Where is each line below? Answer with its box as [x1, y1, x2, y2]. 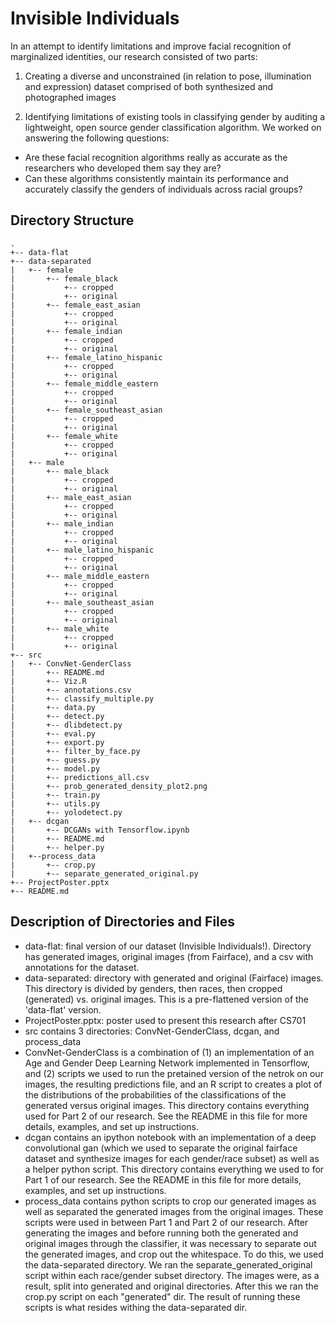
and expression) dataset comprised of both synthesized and [24, 80, 274, 92]
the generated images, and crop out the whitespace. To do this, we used [24, 1248, 324, 1260]
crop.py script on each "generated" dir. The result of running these [24, 1290, 301, 1302]
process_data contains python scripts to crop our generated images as [24, 1195, 317, 1207]
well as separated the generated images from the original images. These [24, 1205, 324, 1217]
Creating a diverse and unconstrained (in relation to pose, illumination [24, 70, 312, 82]
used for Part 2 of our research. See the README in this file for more [24, 1110, 308, 1122]
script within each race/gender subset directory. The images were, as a [24, 1269, 320, 1281]
